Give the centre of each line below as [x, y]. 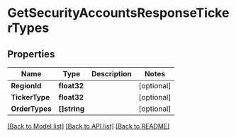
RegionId [26, 86]
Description [112, 74]
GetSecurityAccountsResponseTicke [118, 13]
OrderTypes [31, 109]
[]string [72, 109]
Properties [31, 54]
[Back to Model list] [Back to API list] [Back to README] [89, 126]
